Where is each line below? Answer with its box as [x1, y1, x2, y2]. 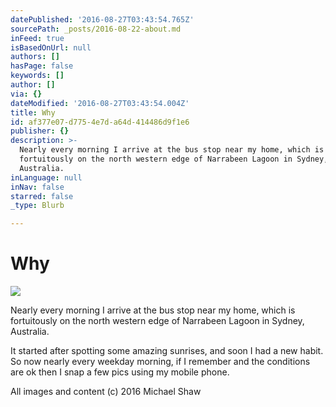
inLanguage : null [10, 172, 83, 183]
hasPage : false [10, 61, 74, 71]
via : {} [10, 89, 43, 99]
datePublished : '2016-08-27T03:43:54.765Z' [10, 14, 195, 25]
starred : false [10, 191, 74, 201]
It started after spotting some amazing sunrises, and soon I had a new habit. [10, 345, 324, 357]
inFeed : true [10, 33, 65, 43]
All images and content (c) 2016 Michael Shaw [10, 386, 202, 398]
